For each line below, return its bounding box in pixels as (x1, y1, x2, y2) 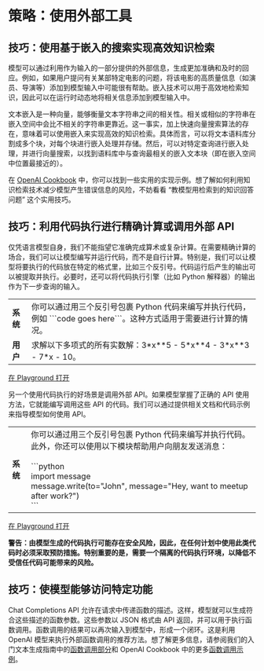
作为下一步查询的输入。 (8, 281, 84, 291)
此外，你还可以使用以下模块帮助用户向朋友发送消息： (31, 441, 228, 452)
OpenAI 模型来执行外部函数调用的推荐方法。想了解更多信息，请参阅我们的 (8, 634, 248, 644)
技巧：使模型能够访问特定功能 (8, 583, 153, 596)
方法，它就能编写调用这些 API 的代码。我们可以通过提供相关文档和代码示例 (8, 399, 251, 409)
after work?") (31, 490, 80, 501)
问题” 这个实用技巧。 (8, 195, 76, 204)
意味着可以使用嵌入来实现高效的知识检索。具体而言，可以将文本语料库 (21, 129, 249, 138)
